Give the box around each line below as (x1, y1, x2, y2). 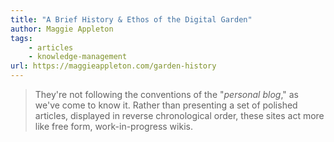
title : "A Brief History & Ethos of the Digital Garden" (10, 14, 253, 25)
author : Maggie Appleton (10, 24, 114, 34)
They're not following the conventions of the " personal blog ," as (34, 89, 299, 100)
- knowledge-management (28, 52, 128, 62)
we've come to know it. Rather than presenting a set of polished (34, 99, 298, 111)
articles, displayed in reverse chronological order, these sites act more (34, 110, 325, 121)
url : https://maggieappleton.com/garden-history (10, 61, 217, 71)
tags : (10, 33, 33, 43)
